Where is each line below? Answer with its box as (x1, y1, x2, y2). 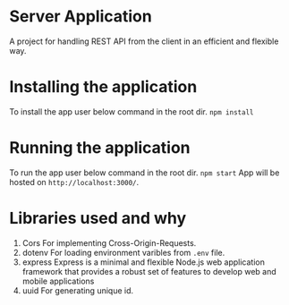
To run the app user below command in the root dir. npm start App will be (9, 167, 280, 178)
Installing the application (9, 77, 198, 97)
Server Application (9, 6, 152, 27)
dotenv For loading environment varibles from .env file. (21, 247, 225, 258)
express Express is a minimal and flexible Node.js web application (21, 257, 266, 267)
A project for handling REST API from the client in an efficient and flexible (9, 36, 279, 47)
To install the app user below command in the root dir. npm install (9, 106, 254, 117)
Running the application (9, 138, 191, 158)
